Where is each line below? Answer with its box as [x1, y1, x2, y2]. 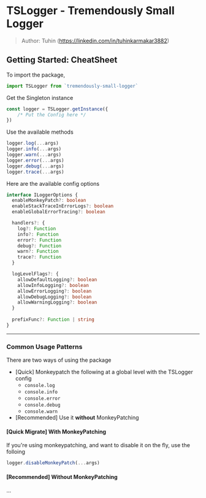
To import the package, [6, 71, 66, 79]
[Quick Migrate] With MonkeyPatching [6, 427, 106, 435]
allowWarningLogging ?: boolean [17, 299, 97, 305]
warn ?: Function [17, 248, 59, 255]
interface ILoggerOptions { [6, 191, 78, 198]
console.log [24, 383, 55, 389]
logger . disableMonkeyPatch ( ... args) [6, 460, 100, 466]
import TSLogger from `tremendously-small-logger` [6, 83, 139, 89]
